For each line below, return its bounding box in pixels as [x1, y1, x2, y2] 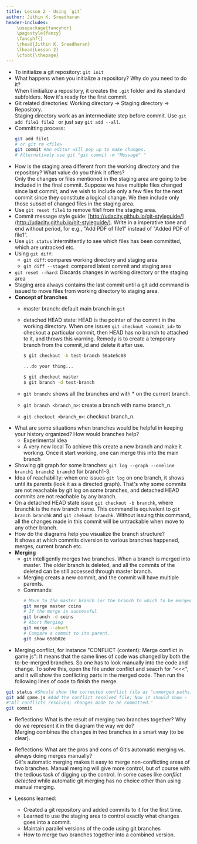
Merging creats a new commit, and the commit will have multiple [23, 573, 179, 581]
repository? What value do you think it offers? [14, 169, 125, 176]
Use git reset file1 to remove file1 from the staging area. [14, 207, 157, 214]
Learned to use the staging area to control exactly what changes [23, 812, 179, 819]
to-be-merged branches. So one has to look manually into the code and [14, 659, 188, 666]
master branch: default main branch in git [23, 305, 125, 312]
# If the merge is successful [23, 609, 98, 615]
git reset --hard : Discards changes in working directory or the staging [14, 269, 188, 276]
